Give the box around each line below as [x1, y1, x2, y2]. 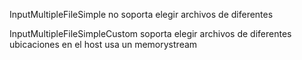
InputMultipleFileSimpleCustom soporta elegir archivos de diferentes [9, 28, 292, 39]
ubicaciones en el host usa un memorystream [9, 39, 198, 50]
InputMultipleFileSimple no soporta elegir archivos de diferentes [9, 9, 274, 20]
